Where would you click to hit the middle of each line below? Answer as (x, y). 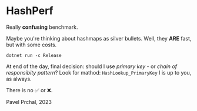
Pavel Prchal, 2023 (29, 102)
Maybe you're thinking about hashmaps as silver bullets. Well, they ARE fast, (99, 38)
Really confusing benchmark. (42, 27)
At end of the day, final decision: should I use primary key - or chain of (92, 66)
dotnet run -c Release (34, 55)
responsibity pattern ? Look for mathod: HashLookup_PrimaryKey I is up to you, (99, 72)
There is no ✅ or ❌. (29, 90)
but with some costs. (31, 45)
